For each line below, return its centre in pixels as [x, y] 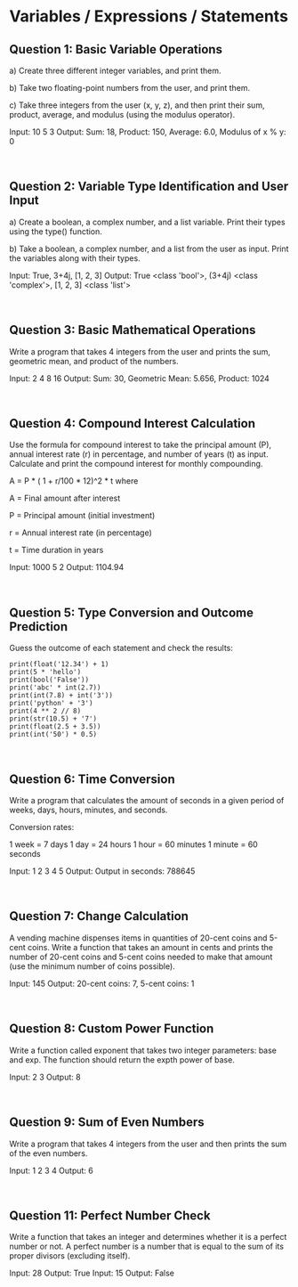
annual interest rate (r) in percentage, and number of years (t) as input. [139, 454]
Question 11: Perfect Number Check [110, 1215]
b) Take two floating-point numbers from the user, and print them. [130, 88]
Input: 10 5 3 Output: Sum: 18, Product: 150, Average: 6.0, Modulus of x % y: [148, 132]
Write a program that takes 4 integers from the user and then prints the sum [148, 1144]
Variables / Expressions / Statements [149, 16]
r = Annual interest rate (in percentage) [81, 533]
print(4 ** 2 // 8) [45, 711]
